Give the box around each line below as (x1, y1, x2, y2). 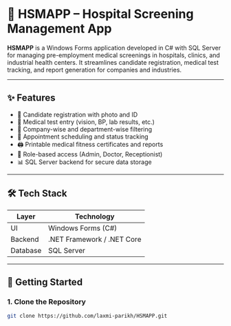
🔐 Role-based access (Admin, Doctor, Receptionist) (16, 150, 163, 158)
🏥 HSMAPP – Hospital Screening (7, 6, 194, 22)
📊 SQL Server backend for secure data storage (16, 158, 153, 166)
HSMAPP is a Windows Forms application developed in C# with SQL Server (7, 43, 221, 52)
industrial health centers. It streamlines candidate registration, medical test (7, 58, 219, 66)
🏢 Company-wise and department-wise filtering (16, 125, 153, 133)
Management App (7, 21, 112, 37)
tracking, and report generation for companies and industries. (7, 65, 182, 74)
